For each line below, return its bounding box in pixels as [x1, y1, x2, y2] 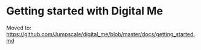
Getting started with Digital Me [6, 4, 163, 18]
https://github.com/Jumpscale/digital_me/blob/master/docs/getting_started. [6, 30, 195, 37]
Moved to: [6, 24, 31, 31]
